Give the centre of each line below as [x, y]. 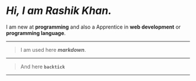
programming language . [36, 33]
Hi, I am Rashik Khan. [59, 11]
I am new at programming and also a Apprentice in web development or [93, 27]
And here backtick [43, 66]
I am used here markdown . [53, 50]
